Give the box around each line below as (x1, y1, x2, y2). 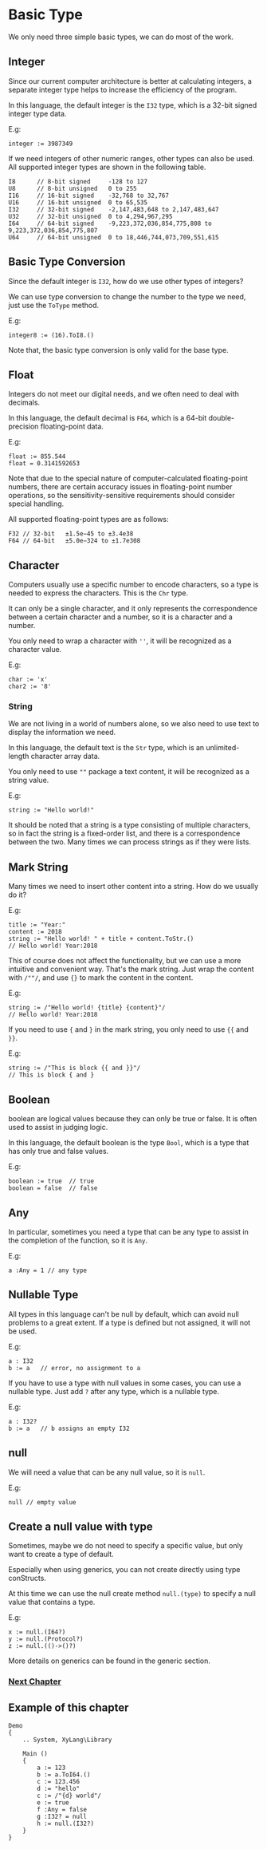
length (8, 752, 29, 761)
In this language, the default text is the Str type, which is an (8, 743, 205, 753)
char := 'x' (8, 676, 48, 684)
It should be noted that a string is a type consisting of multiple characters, (8, 820, 251, 830)
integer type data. (8, 109, 67, 118)
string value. (8, 776, 49, 785)
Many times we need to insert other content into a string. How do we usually (8, 882, 259, 891)
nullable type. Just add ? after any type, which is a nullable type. (8, 1386, 220, 1396)
